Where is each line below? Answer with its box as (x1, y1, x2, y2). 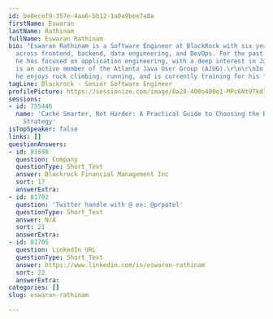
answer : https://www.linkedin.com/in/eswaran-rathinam (15, 261, 206, 269)
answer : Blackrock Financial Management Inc (15, 170, 169, 179)
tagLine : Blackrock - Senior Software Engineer (8, 80, 173, 88)
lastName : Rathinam (8, 27, 75, 35)
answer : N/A (15, 216, 57, 224)
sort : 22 (15, 269, 45, 277)
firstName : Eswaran (8, 19, 75, 28)
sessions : (8, 95, 42, 103)
